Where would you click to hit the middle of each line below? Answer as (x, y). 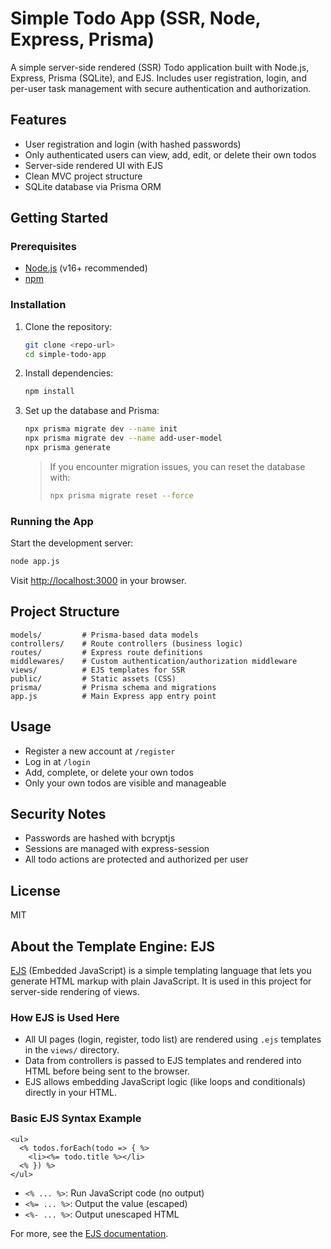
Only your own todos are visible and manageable (125, 783)
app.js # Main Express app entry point (113, 696)
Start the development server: (72, 543)
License (35, 890)
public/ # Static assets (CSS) (93, 678)
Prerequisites (43, 247)
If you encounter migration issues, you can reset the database (177, 466)
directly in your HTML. (70, 1093)
